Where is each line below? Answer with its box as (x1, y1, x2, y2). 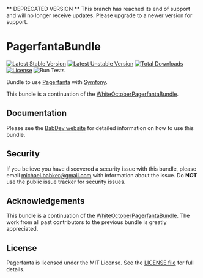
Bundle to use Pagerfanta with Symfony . (6, 78, 108, 85)
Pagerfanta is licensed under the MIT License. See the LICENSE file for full (6, 259, 194, 266)
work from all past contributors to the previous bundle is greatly (6, 218, 167, 226)
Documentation (6, 108, 67, 118)
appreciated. (6, 225, 39, 233)
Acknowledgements (6, 196, 85, 206)
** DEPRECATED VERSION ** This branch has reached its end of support (6, 6, 191, 12)
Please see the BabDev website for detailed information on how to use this (6, 124, 194, 131)
